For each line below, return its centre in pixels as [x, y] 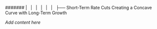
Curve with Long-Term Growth [36, 13]
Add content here [23, 22]
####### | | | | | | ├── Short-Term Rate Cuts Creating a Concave [78, 8]
